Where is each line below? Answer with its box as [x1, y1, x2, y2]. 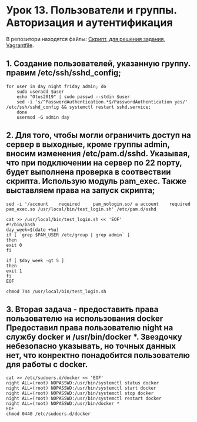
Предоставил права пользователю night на [6, 323, 173, 333]
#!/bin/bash [6, 222, 35, 227]
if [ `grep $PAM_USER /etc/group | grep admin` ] [6, 232, 131, 238]
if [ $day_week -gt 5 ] [6, 257, 65, 263]
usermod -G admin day [16, 114, 69, 120]
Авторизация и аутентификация [6, 16, 173, 29]
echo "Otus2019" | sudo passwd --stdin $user [16, 93, 131, 100]
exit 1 [6, 268, 22, 274]
